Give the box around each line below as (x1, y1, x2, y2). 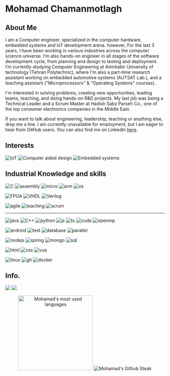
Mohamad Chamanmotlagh (5, 3, 122, 15)
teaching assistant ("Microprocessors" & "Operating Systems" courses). (5, 80, 156, 86)
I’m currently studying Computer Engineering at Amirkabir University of (5, 64, 153, 70)
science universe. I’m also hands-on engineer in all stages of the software (5, 53, 159, 59)
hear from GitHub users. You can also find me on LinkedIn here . (5, 127, 138, 133)
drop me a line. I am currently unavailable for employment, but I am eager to (5, 121, 163, 127)
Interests (5, 141, 34, 150)
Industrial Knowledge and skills (5, 170, 106, 178)
